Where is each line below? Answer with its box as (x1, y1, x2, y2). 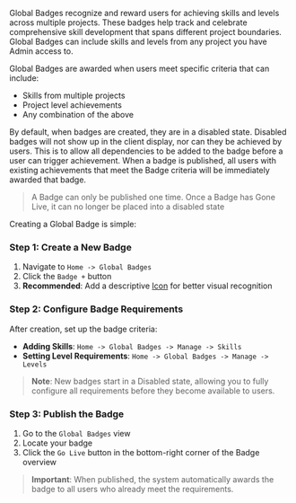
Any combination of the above (22, 110, 135, 119)
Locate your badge (22, 437, 93, 448)
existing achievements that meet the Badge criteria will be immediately (9, 165, 271, 175)
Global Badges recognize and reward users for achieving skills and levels (9, 8, 280, 18)
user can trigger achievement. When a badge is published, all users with (9, 155, 276, 165)
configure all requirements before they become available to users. (30, 385, 275, 396)
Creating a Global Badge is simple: (9, 219, 137, 229)
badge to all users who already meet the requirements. (30, 483, 234, 494)
